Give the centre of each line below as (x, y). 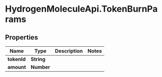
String (38, 59)
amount (17, 67)
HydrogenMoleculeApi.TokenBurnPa (81, 9)
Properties (22, 37)
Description (69, 51)
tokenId (17, 59)
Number (40, 67)
